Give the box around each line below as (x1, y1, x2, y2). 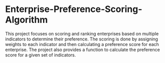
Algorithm (5, 14, 48, 25)
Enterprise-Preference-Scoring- (5, 3, 142, 15)
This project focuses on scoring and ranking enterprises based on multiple (5, 30, 159, 36)
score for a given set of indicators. (5, 51, 76, 58)
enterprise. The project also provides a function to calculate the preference (5, 46, 160, 52)
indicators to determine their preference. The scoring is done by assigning (5, 36, 158, 42)
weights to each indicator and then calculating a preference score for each (5, 41, 159, 47)
